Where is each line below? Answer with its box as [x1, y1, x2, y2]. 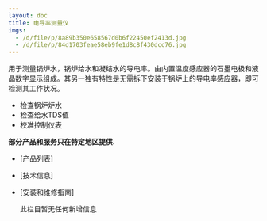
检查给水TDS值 [19, 110, 69, 120]
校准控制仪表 [19, 120, 62, 130]
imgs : [8, 26, 26, 34]
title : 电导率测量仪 [8, 19, 69, 27]
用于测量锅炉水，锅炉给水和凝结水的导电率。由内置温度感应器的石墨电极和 [8, 64, 252, 74]
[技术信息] [19, 171, 54, 181]
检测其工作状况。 [8, 84, 64, 93]
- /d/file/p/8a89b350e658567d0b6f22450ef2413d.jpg [15, 33, 187, 42]
